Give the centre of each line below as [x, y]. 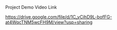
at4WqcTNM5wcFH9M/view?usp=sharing [49, 22]
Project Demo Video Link [31, 7]
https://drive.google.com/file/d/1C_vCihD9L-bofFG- [59, 17]
